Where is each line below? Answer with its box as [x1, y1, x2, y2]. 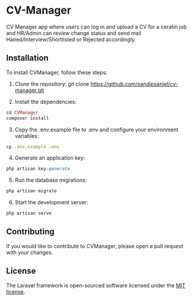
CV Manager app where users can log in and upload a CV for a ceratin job [6, 23, 187, 30]
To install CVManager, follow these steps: [6, 69, 108, 76]
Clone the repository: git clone [14, 80, 89, 87]
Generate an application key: [14, 154, 86, 161]
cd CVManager [6, 109, 39, 116]
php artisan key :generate [6, 166, 70, 172]
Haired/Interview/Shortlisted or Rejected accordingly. [6, 36, 137, 43]
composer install [6, 115, 49, 121]
